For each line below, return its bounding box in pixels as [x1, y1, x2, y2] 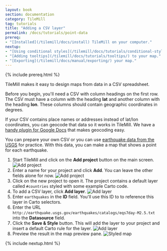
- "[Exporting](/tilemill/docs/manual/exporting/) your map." [5, 58, 137, 63]
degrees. [5, 107, 24, 113]
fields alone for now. [12, 172, 55, 179]
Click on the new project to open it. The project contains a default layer [12, 178, 158, 184]
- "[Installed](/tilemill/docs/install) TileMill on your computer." [5, 40, 153, 45]
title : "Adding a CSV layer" [5, 26, 66, 31]
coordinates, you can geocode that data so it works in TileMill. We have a [5, 122, 155, 128]
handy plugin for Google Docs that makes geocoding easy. [5, 127, 126, 133]
